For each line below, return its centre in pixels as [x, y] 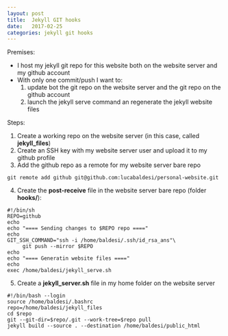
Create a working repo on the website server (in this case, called [108, 136]
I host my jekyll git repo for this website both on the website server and [117, 65]
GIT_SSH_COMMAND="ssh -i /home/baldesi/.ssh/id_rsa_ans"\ [91, 240]
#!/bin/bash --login [37, 296]
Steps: [16, 123]
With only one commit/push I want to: [70, 80]
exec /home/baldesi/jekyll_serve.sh [59, 271]
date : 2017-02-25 [35, 26]
